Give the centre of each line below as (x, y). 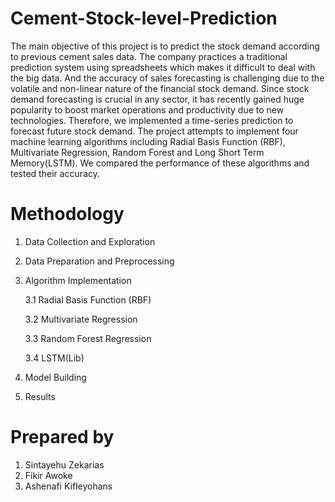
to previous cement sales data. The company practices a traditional (149, 56)
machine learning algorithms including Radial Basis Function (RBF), (148, 141)
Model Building (55, 377)
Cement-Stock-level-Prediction (144, 18)
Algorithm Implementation (78, 280)
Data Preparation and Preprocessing (99, 261)
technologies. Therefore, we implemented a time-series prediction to (152, 120)
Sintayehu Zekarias (64, 464)
